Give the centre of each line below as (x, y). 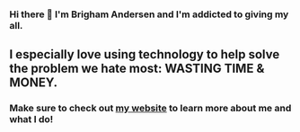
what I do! (31, 119)
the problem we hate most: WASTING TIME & (137, 69)
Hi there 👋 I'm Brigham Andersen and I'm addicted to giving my (149, 14)
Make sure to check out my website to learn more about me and (150, 109)
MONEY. (34, 83)
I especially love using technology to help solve (145, 54)
